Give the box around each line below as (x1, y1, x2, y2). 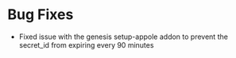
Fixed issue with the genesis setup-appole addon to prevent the (18, 32, 228, 41)
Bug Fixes (7, 6, 74, 24)
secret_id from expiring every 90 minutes (18, 40, 154, 49)
